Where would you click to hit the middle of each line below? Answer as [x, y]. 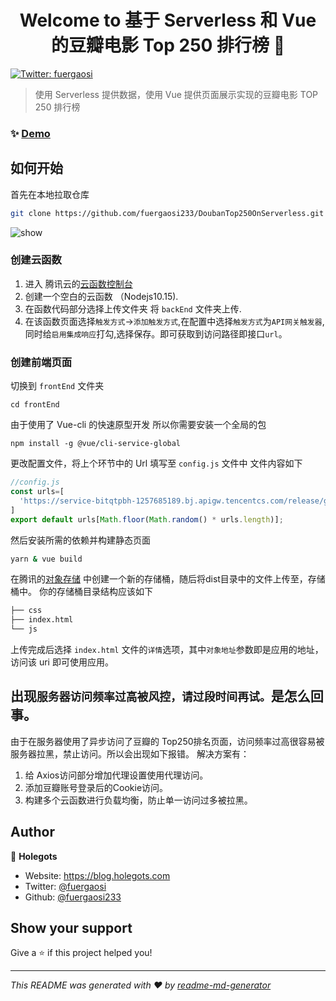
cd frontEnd [35, 405]
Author [32, 832]
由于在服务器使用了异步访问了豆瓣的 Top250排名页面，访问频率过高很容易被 [167, 741]
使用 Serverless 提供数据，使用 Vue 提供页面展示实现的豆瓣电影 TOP [176, 94]
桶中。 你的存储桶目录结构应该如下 [81, 592]
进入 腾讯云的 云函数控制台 [78, 283]
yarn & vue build [46, 559]
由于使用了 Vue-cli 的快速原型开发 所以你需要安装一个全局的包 [138, 425]
